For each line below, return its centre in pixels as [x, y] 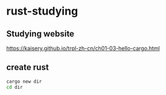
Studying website [40, 34]
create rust [28, 67]
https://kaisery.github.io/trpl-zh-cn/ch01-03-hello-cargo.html [83, 48]
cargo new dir [24, 81]
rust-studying [42, 11]
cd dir [15, 87]
